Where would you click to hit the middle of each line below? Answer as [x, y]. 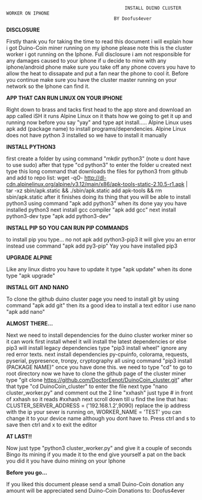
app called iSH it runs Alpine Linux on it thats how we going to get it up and [99, 116]
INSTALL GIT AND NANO [38, 287]
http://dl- [95, 178]
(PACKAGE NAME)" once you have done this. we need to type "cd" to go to [99, 367]
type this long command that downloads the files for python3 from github [97, 171]
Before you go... [27, 473]
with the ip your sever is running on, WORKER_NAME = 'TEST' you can [94, 412]
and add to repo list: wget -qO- [44, 178]
